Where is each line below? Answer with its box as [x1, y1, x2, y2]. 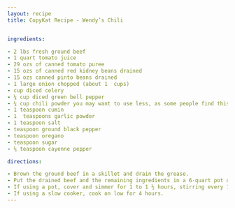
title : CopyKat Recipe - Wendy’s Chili [7, 17, 124, 24]
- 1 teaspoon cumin [7, 106, 64, 114]
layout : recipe [7, 10, 52, 17]
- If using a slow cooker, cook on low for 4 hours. [7, 190, 164, 197]
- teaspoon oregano [7, 132, 64, 140]
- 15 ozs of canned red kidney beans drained [7, 68, 142, 75]
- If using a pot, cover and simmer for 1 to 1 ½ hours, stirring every [7, 184, 224, 191]
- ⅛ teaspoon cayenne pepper [7, 145, 92, 152]
